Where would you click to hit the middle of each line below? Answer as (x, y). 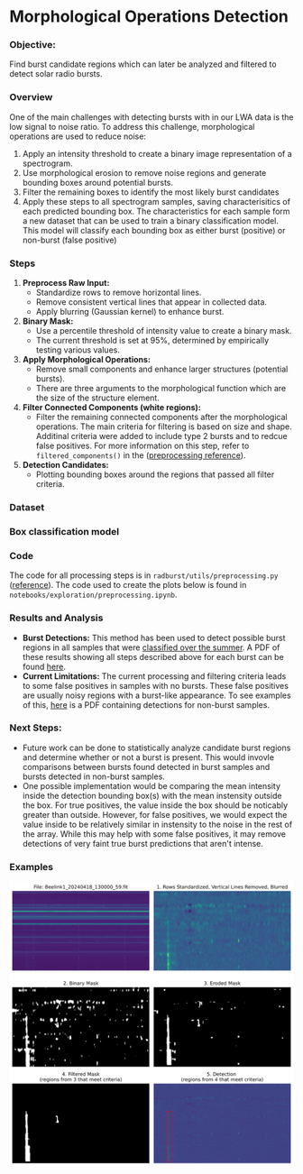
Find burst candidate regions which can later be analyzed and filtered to (143, 64)
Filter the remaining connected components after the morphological (161, 417)
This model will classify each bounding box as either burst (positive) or (154, 230)
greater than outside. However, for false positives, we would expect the (155, 814)
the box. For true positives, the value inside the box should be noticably (155, 805)
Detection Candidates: (65, 465)
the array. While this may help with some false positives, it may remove (154, 834)
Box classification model (64, 531)
